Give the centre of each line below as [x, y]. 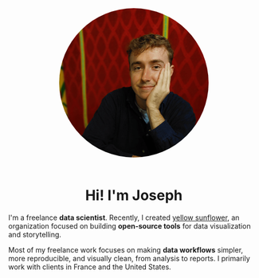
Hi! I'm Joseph [134, 196]
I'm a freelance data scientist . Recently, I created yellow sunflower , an [124, 217]
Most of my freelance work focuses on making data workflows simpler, [126, 249]
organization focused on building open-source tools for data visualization [129, 225]
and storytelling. [35, 234]
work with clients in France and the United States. [90, 267]
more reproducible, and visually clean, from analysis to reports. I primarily [129, 258]
